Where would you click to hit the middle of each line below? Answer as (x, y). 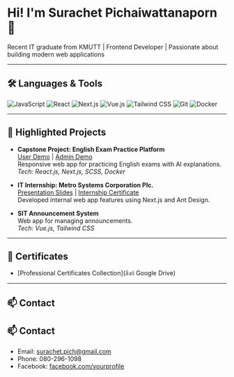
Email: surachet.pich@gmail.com (64, 351)
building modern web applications (56, 54)
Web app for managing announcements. (75, 220)
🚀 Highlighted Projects (57, 133)
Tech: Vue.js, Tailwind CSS (56, 228)
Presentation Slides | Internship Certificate (78, 192)
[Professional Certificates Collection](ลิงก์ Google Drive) (96, 273)
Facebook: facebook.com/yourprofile (71, 366)
